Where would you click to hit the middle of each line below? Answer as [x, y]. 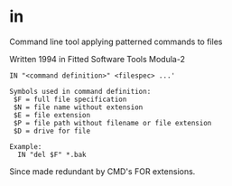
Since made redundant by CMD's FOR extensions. [102, 171]
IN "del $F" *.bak [52, 154]
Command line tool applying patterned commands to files [116, 42]
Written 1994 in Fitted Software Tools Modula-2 [97, 59]
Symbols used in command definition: [80, 91]
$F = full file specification [70, 99]
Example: [26, 146]
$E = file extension [52, 115]
